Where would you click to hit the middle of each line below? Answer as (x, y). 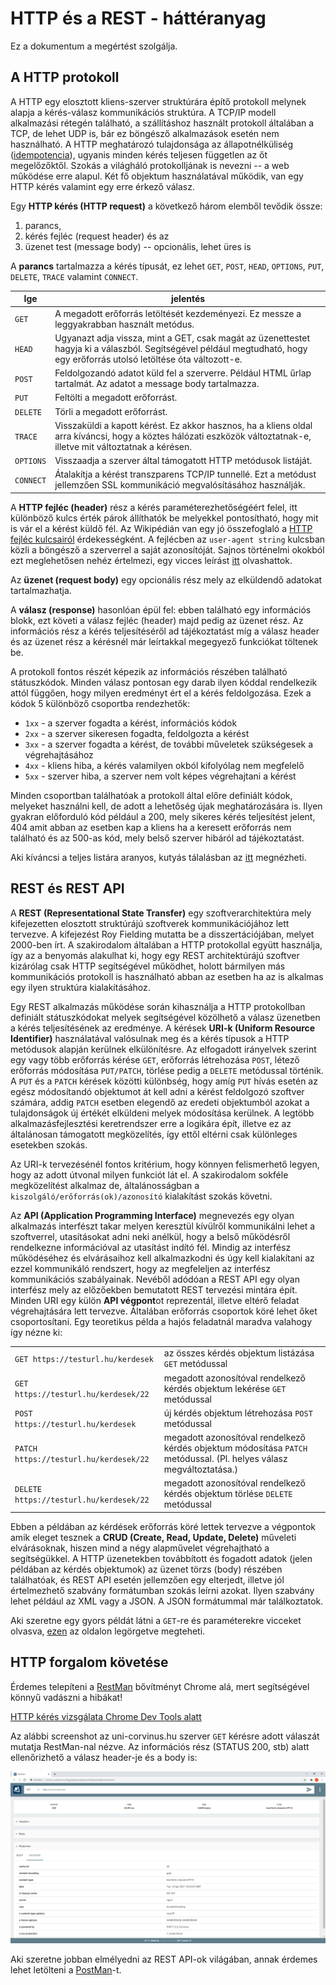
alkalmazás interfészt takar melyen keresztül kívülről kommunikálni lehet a (163, 1226)
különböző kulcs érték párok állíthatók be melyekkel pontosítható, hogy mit (164, 518)
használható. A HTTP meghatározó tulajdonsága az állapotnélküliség (152, 144)
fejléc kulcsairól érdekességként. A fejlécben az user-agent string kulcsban (168, 539)
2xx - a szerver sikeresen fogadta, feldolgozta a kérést (137, 733)
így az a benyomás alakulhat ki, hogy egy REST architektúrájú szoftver (155, 955)
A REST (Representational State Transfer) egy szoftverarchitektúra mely (161, 913)
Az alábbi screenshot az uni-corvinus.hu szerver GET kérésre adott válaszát (165, 1736)
